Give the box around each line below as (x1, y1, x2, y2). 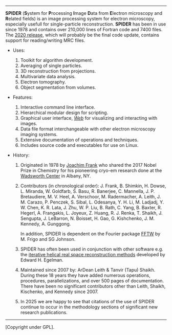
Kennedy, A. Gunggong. (20, 221, 71, 227)
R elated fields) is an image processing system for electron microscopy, (5, 16, 155, 21)
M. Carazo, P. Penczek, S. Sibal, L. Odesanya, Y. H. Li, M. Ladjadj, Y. (20, 199, 164, 205)
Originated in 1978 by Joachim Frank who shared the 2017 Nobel (20, 162, 157, 168)
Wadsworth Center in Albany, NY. (20, 173, 91, 179)
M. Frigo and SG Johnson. (20, 236, 76, 242)
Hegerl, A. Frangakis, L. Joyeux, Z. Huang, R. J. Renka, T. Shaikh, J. (20, 210, 163, 216)
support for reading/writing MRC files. (5, 37, 85, 43)
